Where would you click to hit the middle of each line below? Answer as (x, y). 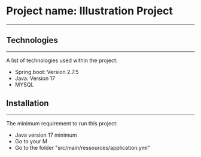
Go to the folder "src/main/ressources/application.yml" (83, 147)
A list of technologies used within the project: (62, 60)
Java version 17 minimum (46, 135)
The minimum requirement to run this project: (62, 123)
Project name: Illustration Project (90, 11)
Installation (28, 104)
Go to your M (31, 141)
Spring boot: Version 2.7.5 (47, 72)
